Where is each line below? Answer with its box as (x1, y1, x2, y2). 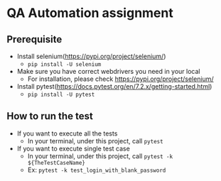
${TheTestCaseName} (27, 159, 86, 166)
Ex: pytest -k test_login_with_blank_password (27, 165, 166, 174)
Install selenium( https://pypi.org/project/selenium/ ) (16, 52, 166, 60)
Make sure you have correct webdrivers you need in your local (16, 67, 200, 75)
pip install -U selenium (27, 61, 102, 68)
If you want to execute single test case (16, 144, 131, 153)
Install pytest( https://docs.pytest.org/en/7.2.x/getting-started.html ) (16, 82, 212, 90)
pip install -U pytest (27, 91, 95, 98)
